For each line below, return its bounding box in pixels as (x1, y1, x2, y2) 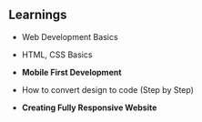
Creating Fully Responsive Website (21, 102, 157, 113)
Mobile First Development (21, 66, 122, 77)
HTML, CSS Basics (21, 49, 93, 60)
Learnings (8, 7, 67, 23)
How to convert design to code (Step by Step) (21, 84, 195, 95)
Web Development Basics (21, 31, 119, 42)
